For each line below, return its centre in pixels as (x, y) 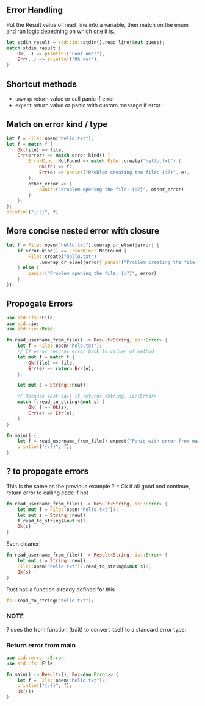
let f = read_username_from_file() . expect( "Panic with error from (103, 441)
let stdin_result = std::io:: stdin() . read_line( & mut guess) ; (86, 42)
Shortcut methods (42, 84)
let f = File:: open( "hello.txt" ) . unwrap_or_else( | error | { (83, 245)
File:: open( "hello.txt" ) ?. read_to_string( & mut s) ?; (84, 566)
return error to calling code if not (47, 493)
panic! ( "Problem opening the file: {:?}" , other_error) (111, 189)
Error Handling (34, 10)
